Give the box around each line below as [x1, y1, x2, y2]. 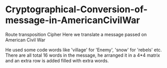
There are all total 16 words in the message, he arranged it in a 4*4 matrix [5, 52, 160, 58]
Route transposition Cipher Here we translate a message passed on [5, 31, 147, 37]
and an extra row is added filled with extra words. [5, 57, 109, 63]
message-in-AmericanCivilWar [5, 14, 140, 26]
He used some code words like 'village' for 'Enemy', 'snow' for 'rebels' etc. [5, 47, 162, 53]
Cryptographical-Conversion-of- [5, 4, 148, 15]
